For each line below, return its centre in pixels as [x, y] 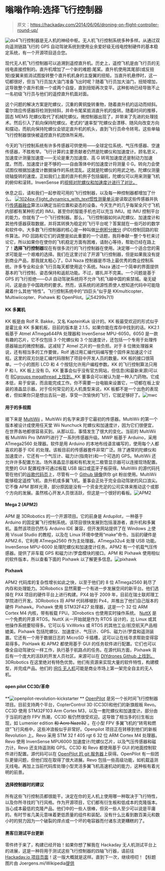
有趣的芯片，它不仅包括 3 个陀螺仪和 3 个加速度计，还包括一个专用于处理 [79, 340]
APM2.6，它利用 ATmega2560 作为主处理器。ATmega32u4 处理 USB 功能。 [82, 541]
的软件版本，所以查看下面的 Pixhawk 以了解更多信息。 [60, 559]
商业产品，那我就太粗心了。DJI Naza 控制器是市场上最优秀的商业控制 [79, 260]
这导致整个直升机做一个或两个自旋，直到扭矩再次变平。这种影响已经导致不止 [82, 88]
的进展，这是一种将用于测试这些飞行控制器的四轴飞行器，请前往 [69, 851]
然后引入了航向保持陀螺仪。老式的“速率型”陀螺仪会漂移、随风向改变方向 [86, 122]
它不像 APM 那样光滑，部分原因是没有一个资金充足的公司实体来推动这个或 [80, 487]
